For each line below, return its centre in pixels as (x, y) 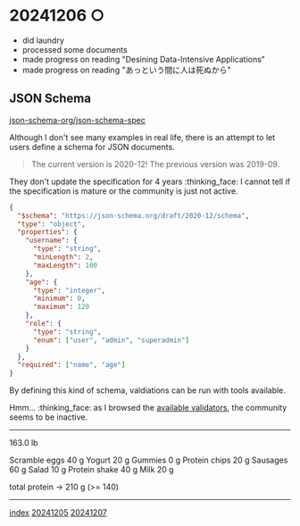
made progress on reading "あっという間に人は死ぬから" (126, 70)
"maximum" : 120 (61, 307)
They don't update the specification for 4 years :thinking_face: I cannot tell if (150, 181)
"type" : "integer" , (69, 290)
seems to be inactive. (49, 417)
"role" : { (44, 323)
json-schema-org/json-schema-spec (77, 120)
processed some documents (75, 49)
